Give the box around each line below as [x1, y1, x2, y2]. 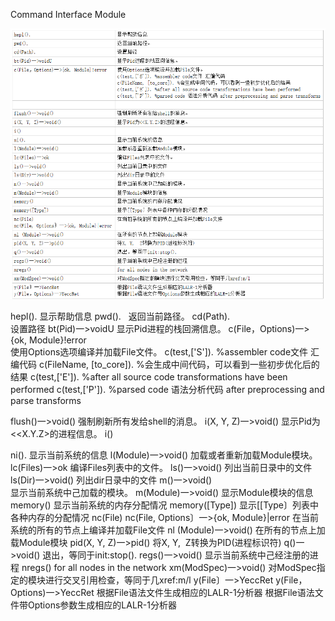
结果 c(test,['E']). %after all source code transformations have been [10, 370, 288, 383]
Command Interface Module [10, 9, 127, 20]
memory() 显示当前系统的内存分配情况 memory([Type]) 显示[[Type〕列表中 [10, 499, 319, 511]
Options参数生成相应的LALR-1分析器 [27, 599, 177, 611]
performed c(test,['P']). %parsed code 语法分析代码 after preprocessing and [10, 383, 325, 395]
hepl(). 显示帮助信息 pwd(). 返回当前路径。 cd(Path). [10, 310, 231, 322]
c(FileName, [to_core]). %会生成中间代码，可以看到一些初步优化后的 [38, 358, 320, 370]
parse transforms [10, 394, 82, 406]
